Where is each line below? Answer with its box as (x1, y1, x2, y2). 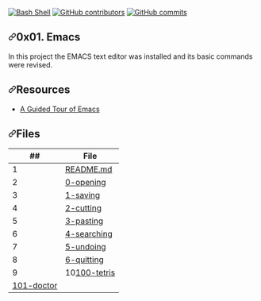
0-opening (64, 177, 106, 188)
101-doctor (12, 280, 58, 291)
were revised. (8, 60, 53, 69)
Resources (16, 83, 71, 97)
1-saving (64, 190, 101, 201)
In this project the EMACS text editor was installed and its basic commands (8, 52, 253, 61)
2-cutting (64, 203, 102, 214)
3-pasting (64, 215, 104, 226)
